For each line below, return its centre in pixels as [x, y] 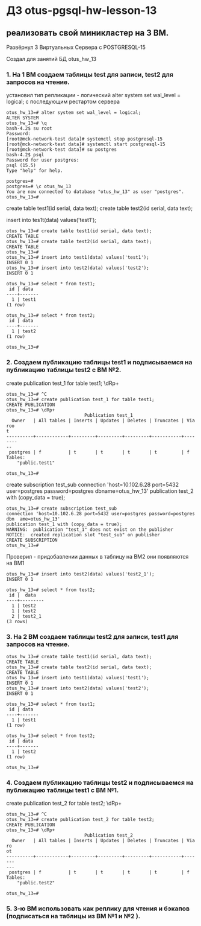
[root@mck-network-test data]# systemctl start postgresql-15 [86, 144]
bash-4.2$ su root [29, 128]
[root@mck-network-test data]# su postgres [62, 150]
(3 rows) [17, 621]
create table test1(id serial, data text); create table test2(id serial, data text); [100, 208]
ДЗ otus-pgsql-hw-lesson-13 [82, 11]
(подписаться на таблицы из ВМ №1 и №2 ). [73, 916]
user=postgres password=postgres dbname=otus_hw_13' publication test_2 [100, 491]
